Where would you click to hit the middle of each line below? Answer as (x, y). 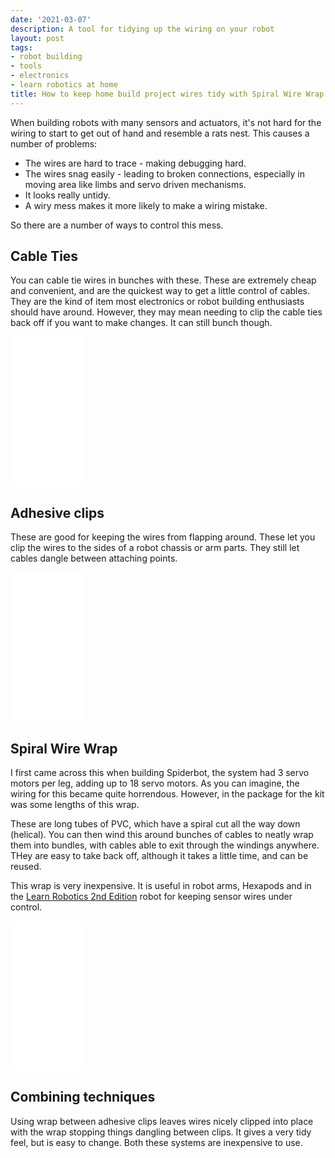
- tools (26, 66)
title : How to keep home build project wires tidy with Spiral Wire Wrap (167, 94)
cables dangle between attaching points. (94, 558)
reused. (26, 867)
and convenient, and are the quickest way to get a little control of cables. (160, 291)
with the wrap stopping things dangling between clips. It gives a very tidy (161, 1132)
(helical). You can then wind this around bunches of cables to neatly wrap (162, 835)
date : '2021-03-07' (51, 19)
